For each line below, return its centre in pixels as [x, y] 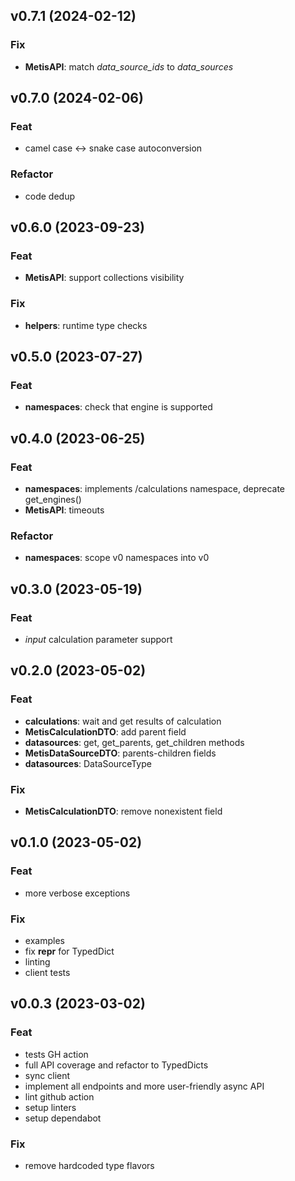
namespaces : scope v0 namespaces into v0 [117, 558]
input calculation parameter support [98, 640]
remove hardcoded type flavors [89, 1165]
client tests [47, 972]
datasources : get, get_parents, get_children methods [134, 742]
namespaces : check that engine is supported [118, 407]
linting [37, 961]
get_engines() [53, 500]
